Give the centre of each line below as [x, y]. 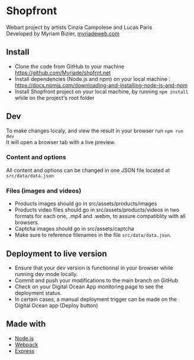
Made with [26, 324]
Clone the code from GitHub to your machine [69, 66]
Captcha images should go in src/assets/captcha [74, 229]
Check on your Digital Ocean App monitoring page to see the [89, 286]
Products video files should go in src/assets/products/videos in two [97, 210]
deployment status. [38, 293]
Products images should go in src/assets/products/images [86, 204]
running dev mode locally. [46, 274]
